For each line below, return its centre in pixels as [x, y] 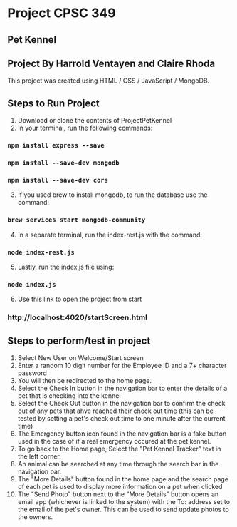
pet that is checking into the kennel [69, 395]
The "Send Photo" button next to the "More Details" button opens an [118, 494]
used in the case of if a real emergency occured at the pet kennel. [114, 441]
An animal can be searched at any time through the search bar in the [118, 464]
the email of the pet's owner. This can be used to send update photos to [123, 509]
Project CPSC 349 [62, 13]
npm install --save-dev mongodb [63, 163]
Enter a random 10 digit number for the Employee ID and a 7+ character [122, 365]
